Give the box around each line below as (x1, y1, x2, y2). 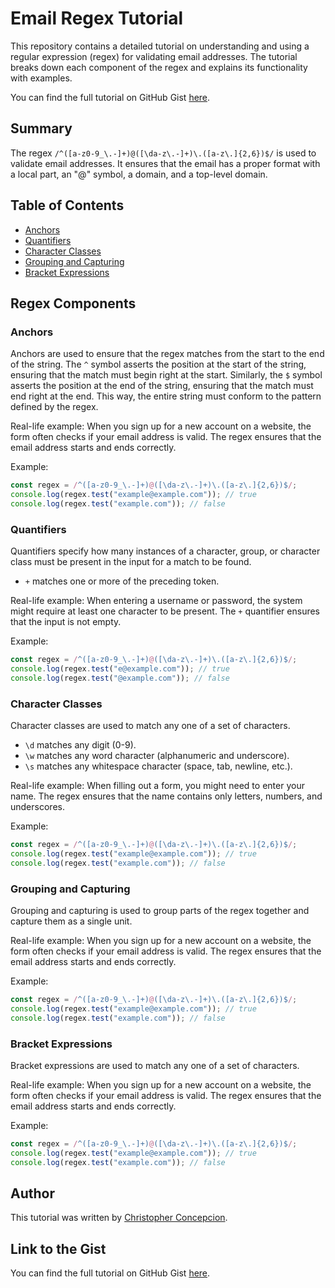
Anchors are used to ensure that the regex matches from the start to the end (10, 348, 325, 360)
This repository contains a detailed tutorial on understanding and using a (10, 40, 310, 52)
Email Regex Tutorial (10, 7, 184, 30)
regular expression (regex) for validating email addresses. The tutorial (10, 50, 298, 62)
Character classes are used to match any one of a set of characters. (10, 720, 291, 732)
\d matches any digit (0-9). (24, 739, 137, 751)
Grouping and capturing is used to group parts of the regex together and (10, 905, 310, 917)
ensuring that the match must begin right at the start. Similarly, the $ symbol (10, 369, 323, 381)
